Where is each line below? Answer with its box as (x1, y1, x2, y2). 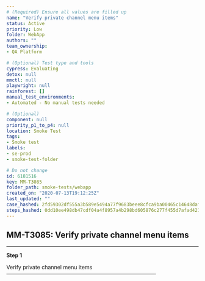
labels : (6, 145, 26, 151)
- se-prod (6, 151, 32, 157)
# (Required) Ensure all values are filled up (6, 9, 127, 15)
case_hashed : (6, 201, 40, 208)
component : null (6, 116, 48, 122)
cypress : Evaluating (6, 66, 59, 72)
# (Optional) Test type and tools (6, 59, 95, 66)
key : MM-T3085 (6, 179, 43, 185)
